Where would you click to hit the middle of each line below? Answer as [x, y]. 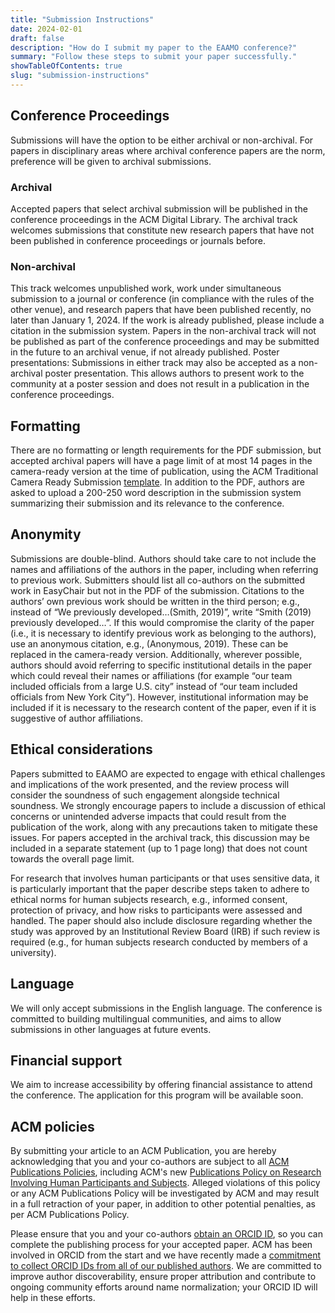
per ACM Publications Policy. [70, 1215]
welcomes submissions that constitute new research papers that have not [162, 230]
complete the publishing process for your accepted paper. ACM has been [161, 1245]
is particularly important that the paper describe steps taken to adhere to [160, 888]
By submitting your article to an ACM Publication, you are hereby [143, 1151]
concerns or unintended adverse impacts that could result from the [148, 816]
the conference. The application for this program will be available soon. [157, 1095]
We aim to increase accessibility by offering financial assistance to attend [161, 1085]
